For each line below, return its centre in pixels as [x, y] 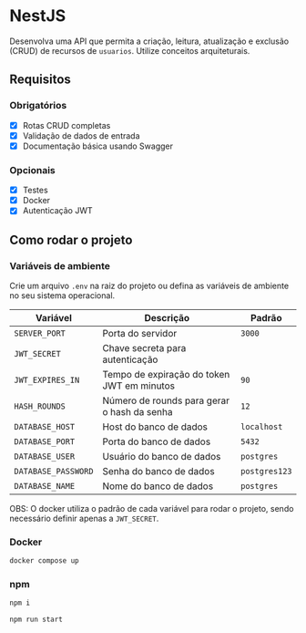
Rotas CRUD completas [66, 125]
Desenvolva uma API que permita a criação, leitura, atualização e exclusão [149, 41]
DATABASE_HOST [45, 426]
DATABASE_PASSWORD [54, 471]
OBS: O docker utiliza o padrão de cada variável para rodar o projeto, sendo [152, 508]
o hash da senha [138, 411]
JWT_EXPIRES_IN [47, 380]
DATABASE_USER [45, 456]
